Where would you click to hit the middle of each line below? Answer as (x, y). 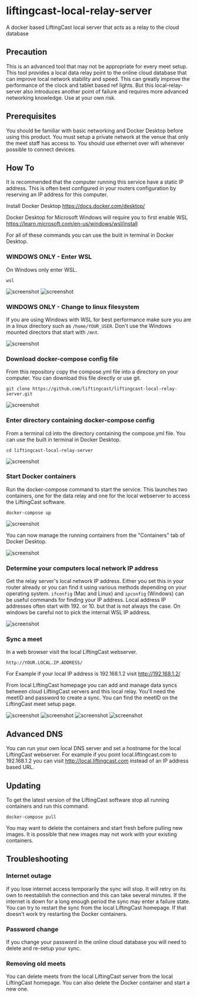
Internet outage (29, 876)
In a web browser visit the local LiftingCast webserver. (72, 652)
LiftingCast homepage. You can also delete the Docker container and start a (98, 983)
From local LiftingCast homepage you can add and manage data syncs (92, 685)
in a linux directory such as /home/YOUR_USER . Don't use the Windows (89, 325)
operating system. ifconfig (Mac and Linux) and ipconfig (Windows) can (95, 594)
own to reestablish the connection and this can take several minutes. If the (96, 895)
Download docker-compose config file (62, 359)
